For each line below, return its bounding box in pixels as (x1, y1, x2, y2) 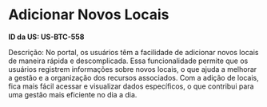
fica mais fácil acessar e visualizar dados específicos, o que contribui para (8, 81, 254, 91)
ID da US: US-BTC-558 (8, 32, 85, 42)
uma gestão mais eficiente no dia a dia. (8, 89, 137, 99)
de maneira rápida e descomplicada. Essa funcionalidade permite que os (8, 56, 249, 65)
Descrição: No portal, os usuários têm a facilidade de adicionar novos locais (8, 47, 259, 57)
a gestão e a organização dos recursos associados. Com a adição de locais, (8, 73, 259, 82)
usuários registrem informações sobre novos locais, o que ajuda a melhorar (8, 64, 257, 73)
